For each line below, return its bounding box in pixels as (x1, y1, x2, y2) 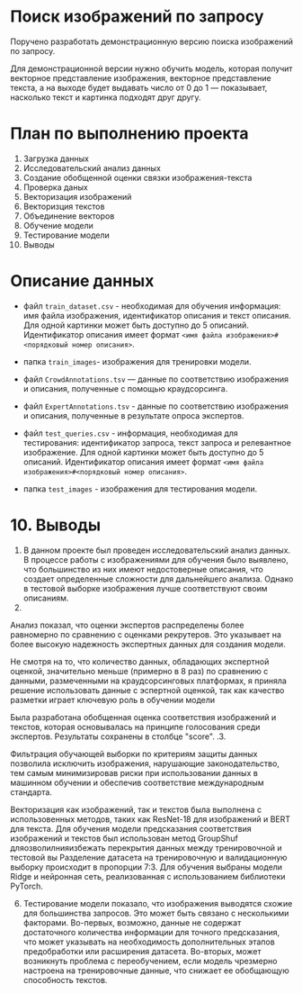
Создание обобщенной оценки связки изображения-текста (22, 172, 253, 183)
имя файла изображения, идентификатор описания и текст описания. (22, 310, 291, 320)
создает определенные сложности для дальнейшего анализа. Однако (22, 573, 294, 584)
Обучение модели (22, 220, 93, 230)
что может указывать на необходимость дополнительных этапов (22, 936, 275, 947)
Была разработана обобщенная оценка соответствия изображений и (10, 711, 277, 722)
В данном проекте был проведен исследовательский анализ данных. (22, 545, 291, 555)
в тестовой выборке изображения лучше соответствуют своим (22, 582, 268, 593)
